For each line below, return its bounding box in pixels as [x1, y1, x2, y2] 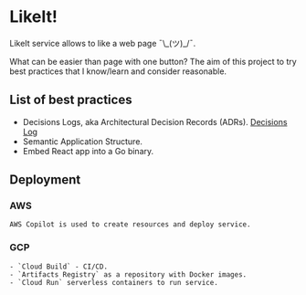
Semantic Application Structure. [22, 135, 143, 147]
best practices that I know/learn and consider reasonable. [9, 66, 227, 77]
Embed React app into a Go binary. [22, 145, 154, 156]
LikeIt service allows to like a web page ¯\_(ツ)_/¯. [9, 37, 196, 48]
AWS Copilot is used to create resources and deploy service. [9, 220, 251, 229]
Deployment [9, 172, 81, 188]
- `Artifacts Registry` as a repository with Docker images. [9, 269, 248, 279]
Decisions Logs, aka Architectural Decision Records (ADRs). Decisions [22, 116, 288, 127]
